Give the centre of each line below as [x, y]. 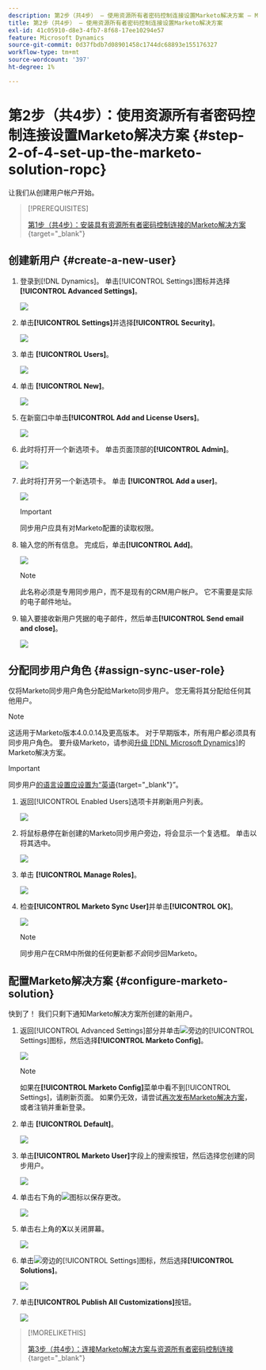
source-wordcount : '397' [49, 60]
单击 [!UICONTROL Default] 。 [69, 1124]
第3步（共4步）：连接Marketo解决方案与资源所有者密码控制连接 [130, 1349]
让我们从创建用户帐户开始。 [53, 192]
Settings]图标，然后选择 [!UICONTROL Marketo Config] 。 [114, 1041]
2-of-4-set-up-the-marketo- [105, 152]
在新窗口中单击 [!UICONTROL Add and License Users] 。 [112, 417]
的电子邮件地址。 [47, 602]
